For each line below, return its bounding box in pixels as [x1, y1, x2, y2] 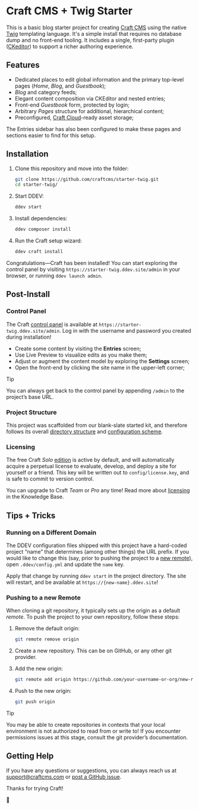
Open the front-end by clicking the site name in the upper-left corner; [14, 364, 185, 371]
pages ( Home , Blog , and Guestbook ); [14, 82, 106, 89]
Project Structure [6, 408, 57, 416]
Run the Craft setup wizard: [14, 237, 82, 245]
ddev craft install [14, 249, 64, 255]
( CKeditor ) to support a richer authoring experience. [6, 43, 134, 50]
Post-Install [6, 289, 50, 299]
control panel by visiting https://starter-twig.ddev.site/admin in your [6, 265, 181, 273]
